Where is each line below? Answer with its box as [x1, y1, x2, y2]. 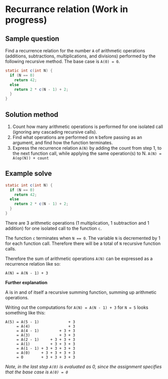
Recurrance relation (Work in [5, 4, 128, 15]
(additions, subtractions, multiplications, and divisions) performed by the [5, 53, 156, 59]
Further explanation [5, 279, 48, 285]
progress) [5, 14, 47, 26]
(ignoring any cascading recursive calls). [12, 129, 97, 135]
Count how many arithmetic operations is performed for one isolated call [12, 123, 163, 130]
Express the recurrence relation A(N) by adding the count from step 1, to [12, 145, 162, 151]
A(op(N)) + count [12, 155, 49, 161]
